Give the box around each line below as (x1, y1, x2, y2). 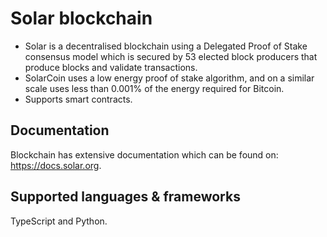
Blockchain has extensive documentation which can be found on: (10, 148, 279, 161)
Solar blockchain (10, 7, 153, 30)
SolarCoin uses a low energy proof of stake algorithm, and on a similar (24, 72, 315, 84)
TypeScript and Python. (10, 215, 108, 227)
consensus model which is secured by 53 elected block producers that (24, 50, 318, 62)
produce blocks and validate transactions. (24, 61, 198, 73)
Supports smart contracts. (24, 93, 133, 105)
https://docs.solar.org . (10, 159, 102, 171)
